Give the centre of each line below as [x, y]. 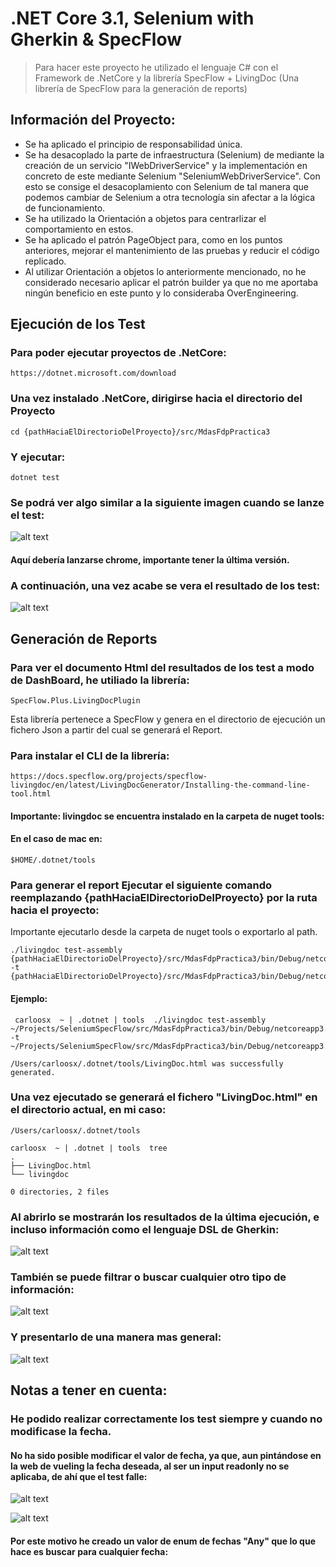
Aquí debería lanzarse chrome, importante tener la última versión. [150, 559]
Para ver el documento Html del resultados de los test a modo [162, 667]
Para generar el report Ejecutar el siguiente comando [141, 885]
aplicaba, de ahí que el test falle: [79, 1476]
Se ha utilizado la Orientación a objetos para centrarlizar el [145, 218]
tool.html [31, 794]
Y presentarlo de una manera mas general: [116, 1337]
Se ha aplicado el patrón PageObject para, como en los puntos [153, 239]
